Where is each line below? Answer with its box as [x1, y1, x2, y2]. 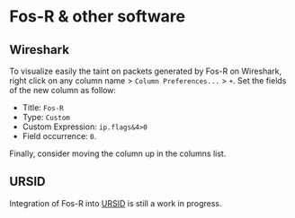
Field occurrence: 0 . [22, 131, 97, 141]
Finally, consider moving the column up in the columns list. [9, 148, 227, 159]
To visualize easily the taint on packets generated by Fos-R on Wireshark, [9, 65, 282, 76]
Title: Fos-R [22, 102, 65, 113]
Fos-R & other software [9, 6, 186, 27]
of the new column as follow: [9, 85, 117, 95]
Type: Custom [22, 112, 70, 122]
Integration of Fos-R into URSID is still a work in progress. [9, 197, 222, 208]
